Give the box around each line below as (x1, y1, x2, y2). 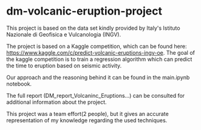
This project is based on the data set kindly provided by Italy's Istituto (6, 24, 180, 32)
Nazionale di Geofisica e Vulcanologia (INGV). (6, 30, 121, 38)
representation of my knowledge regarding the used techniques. (6, 117, 168, 124)
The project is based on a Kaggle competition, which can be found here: (6, 43, 187, 50)
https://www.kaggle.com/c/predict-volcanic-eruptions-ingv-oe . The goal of (6, 49, 196, 56)
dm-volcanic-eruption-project (6, 4, 163, 18)
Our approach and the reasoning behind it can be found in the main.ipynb (6, 74, 190, 81)
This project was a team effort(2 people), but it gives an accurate (6, 110, 169, 117)
